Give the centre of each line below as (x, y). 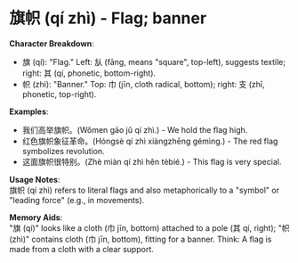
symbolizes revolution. (63, 151)
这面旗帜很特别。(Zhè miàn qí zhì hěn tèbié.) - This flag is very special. (152, 161)
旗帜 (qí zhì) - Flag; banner (108, 18)
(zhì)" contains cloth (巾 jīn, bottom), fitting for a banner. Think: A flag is (141, 239)
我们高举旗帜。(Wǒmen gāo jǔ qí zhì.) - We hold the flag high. (135, 129)
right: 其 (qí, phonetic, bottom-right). (89, 73)
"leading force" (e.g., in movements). (77, 200)
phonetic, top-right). (59, 94)
